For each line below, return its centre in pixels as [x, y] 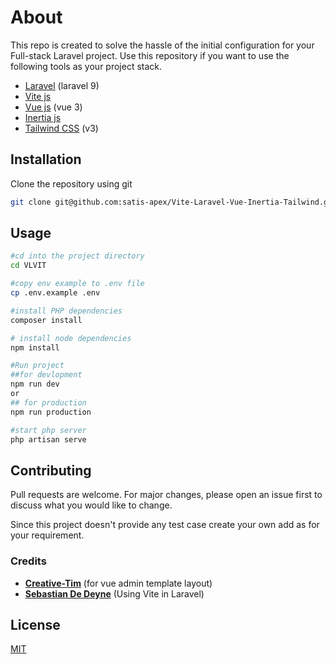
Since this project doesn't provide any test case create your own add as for [165, 525]
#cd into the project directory [77, 256]
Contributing [51, 470]
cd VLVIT [28, 266]
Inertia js [43, 117]
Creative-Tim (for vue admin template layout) [118, 583]
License [35, 624]
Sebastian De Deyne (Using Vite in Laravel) [114, 593]
